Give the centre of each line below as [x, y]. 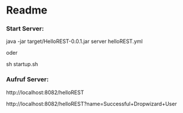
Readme [27, 10]
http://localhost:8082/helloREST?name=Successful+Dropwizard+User [91, 104]
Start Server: [25, 29]
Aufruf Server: [27, 79]
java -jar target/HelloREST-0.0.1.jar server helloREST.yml [74, 41]
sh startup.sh [22, 64]
